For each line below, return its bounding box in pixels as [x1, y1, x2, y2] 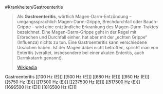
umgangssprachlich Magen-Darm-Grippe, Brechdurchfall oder [17, 19, 143, 24]
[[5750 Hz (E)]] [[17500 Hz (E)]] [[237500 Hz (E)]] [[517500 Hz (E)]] [5, 79, 140, 85]
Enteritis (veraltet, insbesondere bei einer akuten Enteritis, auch [17, 50, 145, 56]
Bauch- [143, 19, 158, 24]
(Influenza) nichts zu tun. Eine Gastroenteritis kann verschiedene [17, 39, 147, 45]
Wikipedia [17, 64, 37, 70]
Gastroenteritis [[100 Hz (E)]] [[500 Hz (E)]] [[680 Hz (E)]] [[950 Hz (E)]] [5, 74, 150, 79]
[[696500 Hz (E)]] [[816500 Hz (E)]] [5, 84, 77, 90]
